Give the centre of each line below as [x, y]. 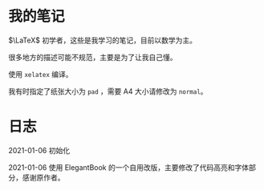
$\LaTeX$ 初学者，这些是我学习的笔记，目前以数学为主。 [102, 40]
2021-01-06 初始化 [39, 150]
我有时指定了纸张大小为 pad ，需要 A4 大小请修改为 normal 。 [108, 91]
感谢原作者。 [43, 177]
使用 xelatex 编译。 [41, 74]
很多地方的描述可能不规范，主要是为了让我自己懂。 [93, 57]
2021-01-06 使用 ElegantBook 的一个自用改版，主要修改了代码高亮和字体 [129, 167]
